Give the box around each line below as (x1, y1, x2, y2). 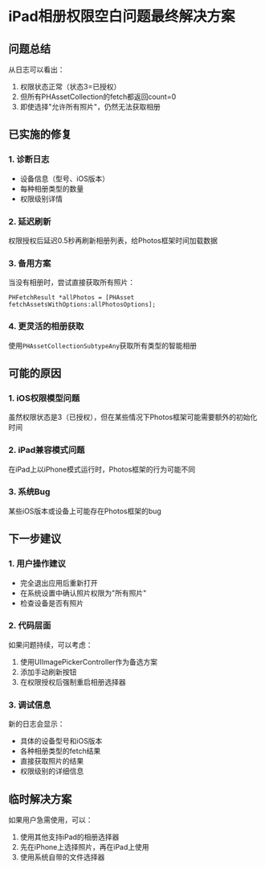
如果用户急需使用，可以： (8, 814, 93, 825)
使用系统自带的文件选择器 (19, 852, 105, 862)
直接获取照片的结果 (19, 756, 84, 766)
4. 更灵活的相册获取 (8, 321, 84, 332)
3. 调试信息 (8, 699, 51, 710)
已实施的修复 (8, 128, 72, 142)
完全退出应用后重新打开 (19, 578, 98, 587)
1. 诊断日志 (8, 154, 50, 165)
